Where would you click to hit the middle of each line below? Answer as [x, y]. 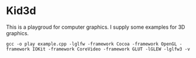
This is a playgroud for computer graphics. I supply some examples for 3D [96, 27]
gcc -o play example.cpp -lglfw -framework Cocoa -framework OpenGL [92, 44]
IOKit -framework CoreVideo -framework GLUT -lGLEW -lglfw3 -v [111, 49]
